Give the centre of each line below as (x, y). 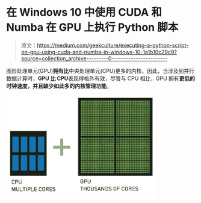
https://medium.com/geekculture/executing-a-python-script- (113, 45)
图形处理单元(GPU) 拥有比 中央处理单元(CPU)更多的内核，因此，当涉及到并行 (100, 70)
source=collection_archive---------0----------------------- (94, 58)
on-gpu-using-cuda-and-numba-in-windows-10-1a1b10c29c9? (99, 52)
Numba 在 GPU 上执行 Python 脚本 (92, 27)
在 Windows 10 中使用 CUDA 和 (84, 12)
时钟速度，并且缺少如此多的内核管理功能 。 (59, 86)
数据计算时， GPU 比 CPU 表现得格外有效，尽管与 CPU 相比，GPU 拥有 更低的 (101, 78)
